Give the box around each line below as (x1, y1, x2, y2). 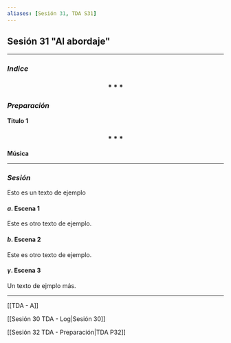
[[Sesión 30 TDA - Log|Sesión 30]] (7, 314, 106, 323)
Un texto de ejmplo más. (7, 281, 76, 289)
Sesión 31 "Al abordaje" (7, 36, 111, 47)
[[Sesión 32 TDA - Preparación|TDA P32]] (7, 328, 126, 336)
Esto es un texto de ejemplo (7, 188, 86, 197)
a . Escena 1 (7, 204, 40, 212)
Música (7, 149, 29, 157)
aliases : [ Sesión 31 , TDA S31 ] (7, 10, 97, 17)
